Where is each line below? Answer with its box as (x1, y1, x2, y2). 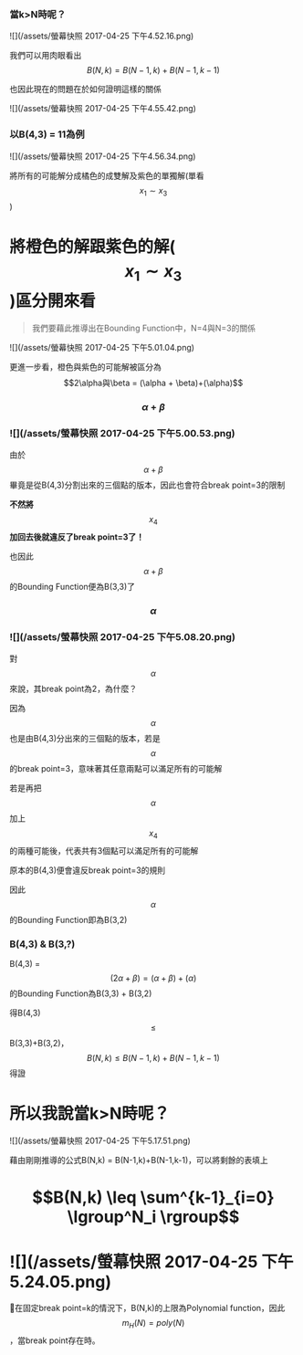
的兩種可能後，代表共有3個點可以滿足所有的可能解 (9, 845, 199, 856)
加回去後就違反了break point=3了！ (9, 531, 144, 542)
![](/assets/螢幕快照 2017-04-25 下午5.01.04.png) (9, 341, 194, 352)
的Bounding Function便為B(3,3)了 (9, 581, 135, 592)
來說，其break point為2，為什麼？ (9, 683, 138, 695)
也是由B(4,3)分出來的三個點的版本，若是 (9, 733, 162, 744)
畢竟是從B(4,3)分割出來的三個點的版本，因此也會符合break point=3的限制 (9, 479, 286, 490)
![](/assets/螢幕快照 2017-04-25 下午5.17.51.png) (9, 1135, 192, 1147)
